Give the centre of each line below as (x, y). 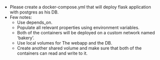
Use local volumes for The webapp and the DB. (65, 43)
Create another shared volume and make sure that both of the (79, 48)
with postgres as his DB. (34, 12)
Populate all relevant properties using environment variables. (78, 28)
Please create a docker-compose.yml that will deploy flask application (80, 7)
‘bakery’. (25, 38)
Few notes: (21, 17)
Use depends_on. (35, 22)
